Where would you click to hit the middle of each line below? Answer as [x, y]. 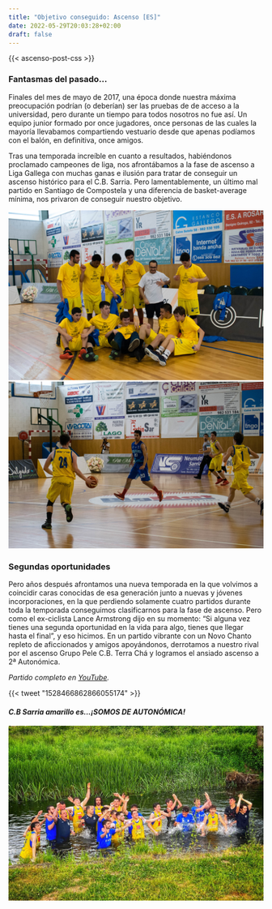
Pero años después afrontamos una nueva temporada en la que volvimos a [133, 585]
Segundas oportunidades [59, 567]
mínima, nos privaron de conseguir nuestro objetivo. [95, 199]
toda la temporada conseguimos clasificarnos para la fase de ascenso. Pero [135, 610]
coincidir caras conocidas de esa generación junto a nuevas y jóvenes [125, 593]
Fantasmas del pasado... [58, 79]
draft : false [30, 34]
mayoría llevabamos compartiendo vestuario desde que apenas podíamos [132, 131]
